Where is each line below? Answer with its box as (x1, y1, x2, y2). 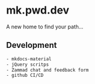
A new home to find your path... (6, 23, 84, 30)
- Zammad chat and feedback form (6, 67, 89, 73)
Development (6, 40, 58, 50)
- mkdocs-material (6, 56, 52, 62)
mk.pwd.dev (6, 4, 69, 17)
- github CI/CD (6, 72, 44, 79)
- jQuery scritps (6, 62, 49, 67)
